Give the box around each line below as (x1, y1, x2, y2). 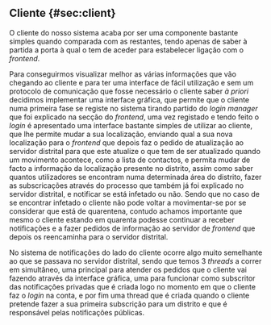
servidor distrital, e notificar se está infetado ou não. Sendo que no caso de (9, 189, 261, 198)
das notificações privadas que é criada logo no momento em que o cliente (9, 281, 256, 291)
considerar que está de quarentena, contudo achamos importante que (9, 206, 243, 216)
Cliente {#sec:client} (9, 6, 116, 20)
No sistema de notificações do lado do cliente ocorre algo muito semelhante (9, 248, 263, 257)
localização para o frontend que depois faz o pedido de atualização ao (9, 137, 244, 148)
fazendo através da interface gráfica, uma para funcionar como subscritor (9, 273, 256, 283)
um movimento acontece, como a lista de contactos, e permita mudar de (9, 155, 251, 165)
